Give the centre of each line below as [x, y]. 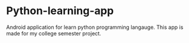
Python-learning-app [60, 11]
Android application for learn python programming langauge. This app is [95, 27]
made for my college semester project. [54, 33]
